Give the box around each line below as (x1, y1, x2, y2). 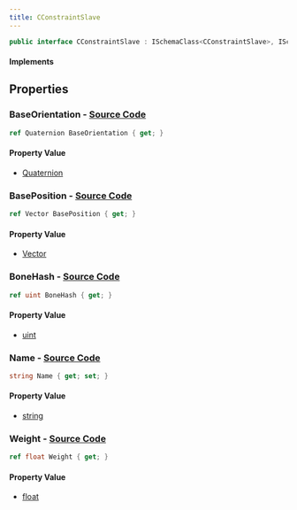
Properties (9, 81, 69, 97)
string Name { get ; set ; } (9, 371, 109, 381)
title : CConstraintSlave (9, 12, 101, 22)
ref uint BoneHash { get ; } (9, 290, 113, 299)
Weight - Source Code (9, 432, 106, 444)
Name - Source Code (9, 352, 101, 364)
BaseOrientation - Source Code (9, 108, 147, 120)
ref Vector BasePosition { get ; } (9, 210, 137, 219)
